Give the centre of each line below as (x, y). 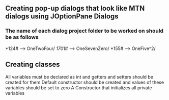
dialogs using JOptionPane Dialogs (62, 17)
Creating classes (33, 65)
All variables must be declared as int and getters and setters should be (79, 77)
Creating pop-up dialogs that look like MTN (75, 8)
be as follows (22, 37)
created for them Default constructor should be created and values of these (85, 82)
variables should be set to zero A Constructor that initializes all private (79, 87)
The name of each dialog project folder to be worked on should (84, 31)
